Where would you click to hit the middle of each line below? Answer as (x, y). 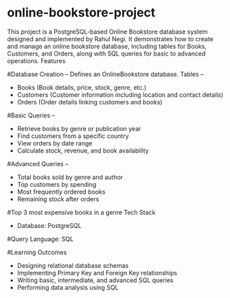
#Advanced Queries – (38, 163)
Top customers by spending (57, 184)
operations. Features (36, 60)
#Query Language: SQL (41, 239)
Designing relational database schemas (73, 265)
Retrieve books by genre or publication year (79, 128)
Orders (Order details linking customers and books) (90, 102)
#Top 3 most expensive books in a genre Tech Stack (81, 212)
